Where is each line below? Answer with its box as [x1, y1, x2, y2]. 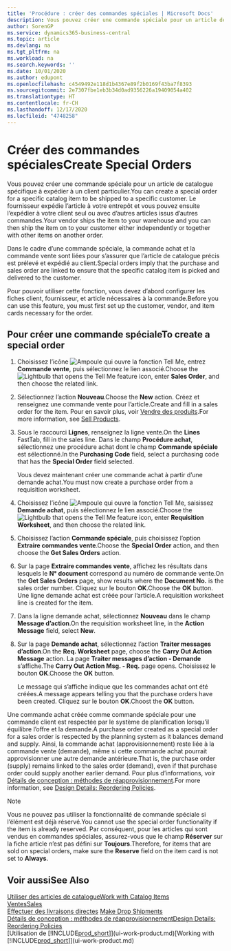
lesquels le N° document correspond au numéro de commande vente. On [16, 569, 224, 578]
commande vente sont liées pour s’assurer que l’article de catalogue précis [7, 251, 220, 260]
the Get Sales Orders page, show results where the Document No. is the [16, 576, 224, 585]
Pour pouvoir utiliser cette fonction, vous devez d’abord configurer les [7, 286, 206, 295]
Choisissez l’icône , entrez [16, 357, 206, 366]
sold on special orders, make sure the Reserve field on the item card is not [7, 847, 219, 855]
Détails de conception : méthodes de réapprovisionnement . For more [7, 776, 201, 785]
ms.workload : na [7, 55, 54, 62]
